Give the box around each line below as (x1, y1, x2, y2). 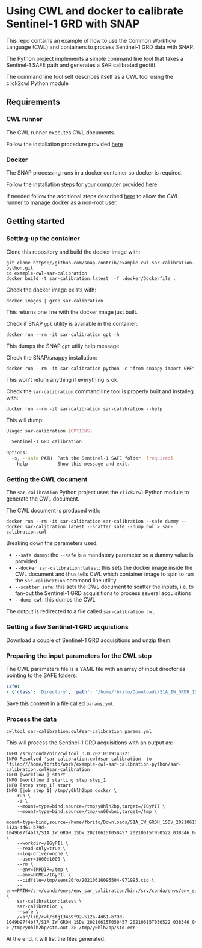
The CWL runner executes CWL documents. (6, 128, 115, 136)
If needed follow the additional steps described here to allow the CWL (6, 192, 179, 199)
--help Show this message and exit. (11, 461, 130, 467)
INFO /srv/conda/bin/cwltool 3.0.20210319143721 (6, 750, 130, 756)
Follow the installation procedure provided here (6, 140, 123, 148)
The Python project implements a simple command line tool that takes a (6, 55, 183, 62)
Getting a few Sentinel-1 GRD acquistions (6, 623, 129, 631)
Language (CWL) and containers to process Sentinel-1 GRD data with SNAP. (6, 43, 195, 51)
